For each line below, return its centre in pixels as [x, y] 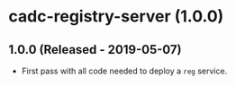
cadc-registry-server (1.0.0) [116, 17]
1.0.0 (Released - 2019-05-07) [95, 50]
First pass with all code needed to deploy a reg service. [124, 71]
